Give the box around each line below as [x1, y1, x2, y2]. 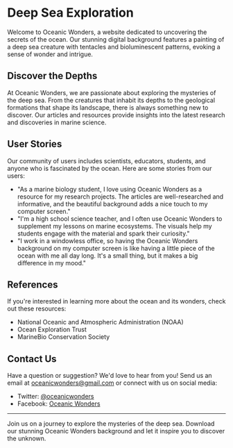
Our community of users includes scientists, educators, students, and [7, 156, 206, 165]
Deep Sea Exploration [7, 5, 134, 21]
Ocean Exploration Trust [17, 325, 87, 334]
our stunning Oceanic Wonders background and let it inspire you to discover [7, 427, 225, 435]
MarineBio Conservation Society [17, 333, 110, 341]
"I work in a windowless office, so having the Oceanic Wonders [17, 236, 198, 244]
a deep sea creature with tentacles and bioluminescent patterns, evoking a [7, 42, 221, 51]
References [7, 279, 58, 290]
